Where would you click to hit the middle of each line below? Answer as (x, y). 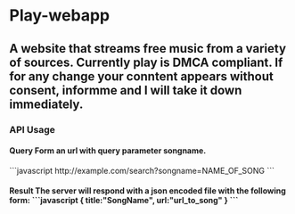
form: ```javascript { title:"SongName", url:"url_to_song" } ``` (124, 201)
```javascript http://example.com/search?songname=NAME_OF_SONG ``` (142, 170)
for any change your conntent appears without (141, 76)
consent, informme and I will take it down (126, 90)
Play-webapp (59, 16)
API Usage (32, 129)
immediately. (46, 104)
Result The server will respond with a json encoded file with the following (148, 191)
